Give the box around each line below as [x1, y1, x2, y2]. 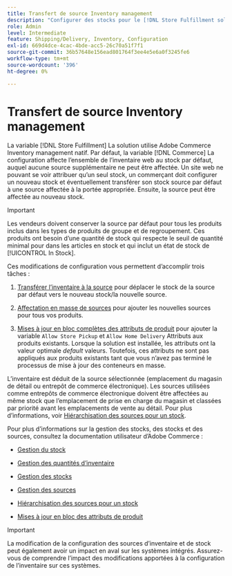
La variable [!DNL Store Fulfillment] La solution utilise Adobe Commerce [7, 141, 211, 149]
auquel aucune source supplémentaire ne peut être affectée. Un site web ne [7, 163, 224, 171]
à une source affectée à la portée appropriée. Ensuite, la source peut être [7, 185, 216, 194]
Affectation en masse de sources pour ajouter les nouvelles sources [17, 304, 211, 312]
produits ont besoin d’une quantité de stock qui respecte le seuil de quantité [7, 234, 223, 243]
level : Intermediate [7, 29, 67, 37]
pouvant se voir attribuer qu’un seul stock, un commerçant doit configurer [7, 171, 217, 179]
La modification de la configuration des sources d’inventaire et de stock [7, 539, 211, 548]
